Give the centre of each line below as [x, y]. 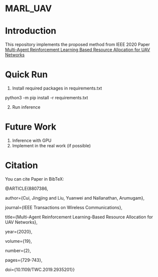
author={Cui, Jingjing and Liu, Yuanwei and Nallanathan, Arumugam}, [75, 198]
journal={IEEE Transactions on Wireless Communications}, [64, 207]
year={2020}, [19, 231]
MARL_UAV [29, 9]
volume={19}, [19, 241]
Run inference [26, 107]
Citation [21, 166]
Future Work [31, 127]
